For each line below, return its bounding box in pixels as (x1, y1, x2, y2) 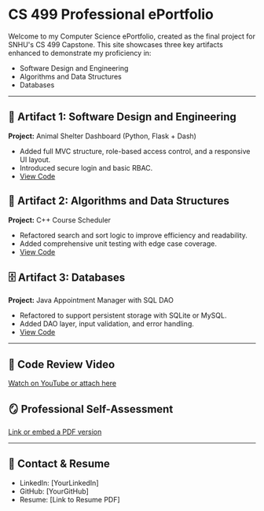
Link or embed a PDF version (8, 427, 102, 436)
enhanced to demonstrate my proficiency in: (8, 48, 152, 57)
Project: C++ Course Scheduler (8, 215, 112, 225)
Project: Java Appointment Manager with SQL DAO (8, 296, 174, 305)
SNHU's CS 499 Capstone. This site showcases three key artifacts (8, 39, 224, 49)
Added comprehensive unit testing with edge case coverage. (19, 238, 218, 248)
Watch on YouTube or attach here (8, 379, 116, 388)
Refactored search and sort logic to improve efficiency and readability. (19, 230, 247, 240)
